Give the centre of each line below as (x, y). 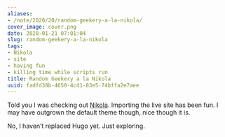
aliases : (20, 14)
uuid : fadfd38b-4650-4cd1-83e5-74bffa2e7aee (73, 85)
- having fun (26, 66)
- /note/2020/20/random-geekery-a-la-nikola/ (75, 20)
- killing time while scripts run (58, 72)
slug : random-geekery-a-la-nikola (58, 40)
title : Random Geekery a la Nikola (59, 79)
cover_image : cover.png (42, 27)
